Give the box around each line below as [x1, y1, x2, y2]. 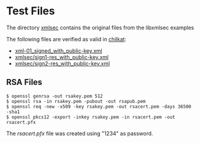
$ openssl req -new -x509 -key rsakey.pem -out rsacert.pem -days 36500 [6, 104, 192, 109]
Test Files [6, 4, 55, 18]
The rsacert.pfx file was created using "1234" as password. [6, 130, 153, 137]
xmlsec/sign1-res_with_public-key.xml [14, 53, 109, 60]
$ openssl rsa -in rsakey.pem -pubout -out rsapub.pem [6, 98, 146, 104]
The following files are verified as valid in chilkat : [6, 35, 127, 42]
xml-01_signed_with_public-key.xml [14, 47, 103, 54]
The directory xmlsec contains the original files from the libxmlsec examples [6, 24, 195, 31]
